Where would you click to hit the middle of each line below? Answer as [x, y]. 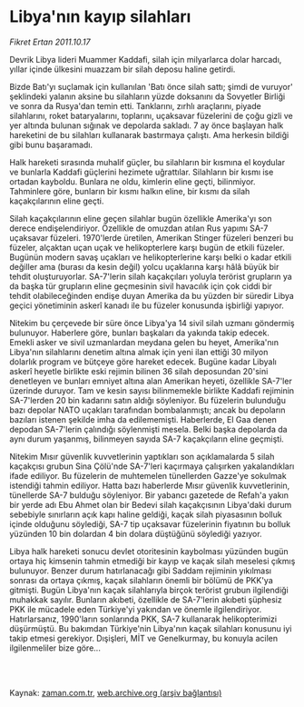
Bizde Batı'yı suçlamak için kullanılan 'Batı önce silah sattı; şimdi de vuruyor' [151, 86]
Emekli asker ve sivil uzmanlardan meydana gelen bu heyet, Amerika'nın [144, 342]
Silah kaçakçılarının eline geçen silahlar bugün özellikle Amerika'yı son [141, 218]
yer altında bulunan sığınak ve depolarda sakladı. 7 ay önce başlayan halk [147, 125]
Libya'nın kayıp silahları [100, 17]
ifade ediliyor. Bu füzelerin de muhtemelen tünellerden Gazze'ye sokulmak [148, 475]
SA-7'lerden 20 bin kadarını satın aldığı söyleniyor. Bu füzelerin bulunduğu [147, 400]
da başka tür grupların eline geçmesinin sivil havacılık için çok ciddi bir [141, 286]
